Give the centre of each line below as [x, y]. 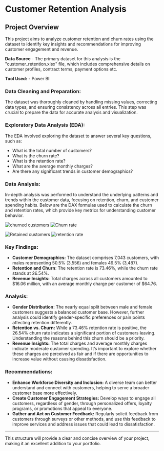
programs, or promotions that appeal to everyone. [62, 408]
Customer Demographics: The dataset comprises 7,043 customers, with [85, 258]
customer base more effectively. [44, 393]
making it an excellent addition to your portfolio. [53, 443]
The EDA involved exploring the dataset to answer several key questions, [78, 136]
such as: [14, 141]
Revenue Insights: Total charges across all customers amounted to [80, 279]
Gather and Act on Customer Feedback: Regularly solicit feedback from [85, 414]
